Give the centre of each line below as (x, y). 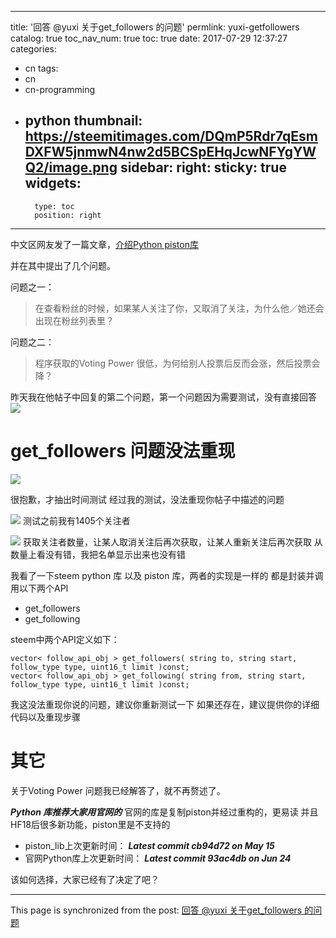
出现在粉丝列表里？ (74, 320)
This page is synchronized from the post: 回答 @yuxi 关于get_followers (156, 910)
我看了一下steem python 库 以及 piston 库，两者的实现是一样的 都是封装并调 (167, 575)
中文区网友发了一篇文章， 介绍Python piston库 (104, 244)
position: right (68, 215)
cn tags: (41, 68)
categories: (33, 49)
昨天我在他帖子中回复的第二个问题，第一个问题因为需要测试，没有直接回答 (163, 397)
